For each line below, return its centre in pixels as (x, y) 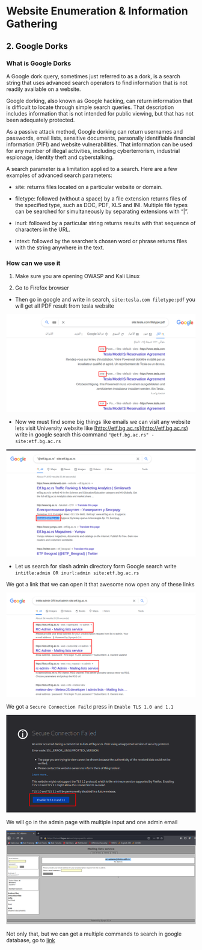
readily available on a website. (44, 89)
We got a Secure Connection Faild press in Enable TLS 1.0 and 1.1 (90, 707)
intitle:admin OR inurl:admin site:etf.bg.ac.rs (77, 573)
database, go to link (31, 940)
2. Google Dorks (37, 46)
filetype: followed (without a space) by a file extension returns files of (101, 198)
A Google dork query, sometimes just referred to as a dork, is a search (93, 76)
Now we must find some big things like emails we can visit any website (103, 421)
